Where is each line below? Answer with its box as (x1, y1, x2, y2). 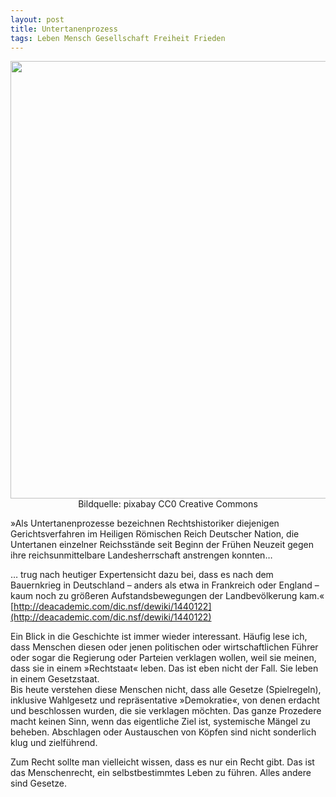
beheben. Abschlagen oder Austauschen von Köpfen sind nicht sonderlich (10, 726, 317, 738)
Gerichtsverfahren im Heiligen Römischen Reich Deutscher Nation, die (10, 528, 300, 540)
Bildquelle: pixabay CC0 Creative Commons (78, 498, 258, 510)
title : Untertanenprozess (10, 24, 118, 34)
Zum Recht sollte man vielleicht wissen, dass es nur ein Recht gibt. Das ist (10, 756, 315, 768)
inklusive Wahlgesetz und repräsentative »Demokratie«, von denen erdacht (10, 694, 320, 706)
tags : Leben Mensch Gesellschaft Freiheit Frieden (10, 33, 226, 43)
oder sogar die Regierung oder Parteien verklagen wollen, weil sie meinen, (10, 652, 317, 664)
